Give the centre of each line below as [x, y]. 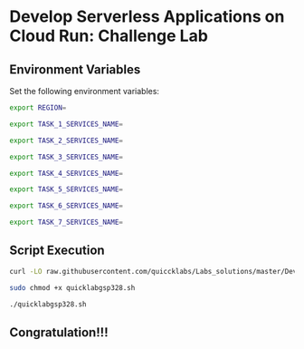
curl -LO [26, 271]
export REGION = [38, 108]
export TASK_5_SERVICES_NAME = [66, 189]
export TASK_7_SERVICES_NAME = [66, 223]
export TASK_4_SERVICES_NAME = [66, 173]
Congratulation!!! [59, 332]
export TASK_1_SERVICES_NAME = [66, 124]
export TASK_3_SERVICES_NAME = [66, 157]
